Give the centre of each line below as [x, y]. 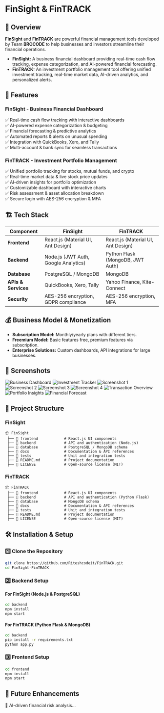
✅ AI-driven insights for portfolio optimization [51, 182]
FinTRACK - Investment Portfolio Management [61, 160]
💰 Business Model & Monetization [58, 320]
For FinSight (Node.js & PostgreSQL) [43, 594]
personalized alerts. [32, 80]
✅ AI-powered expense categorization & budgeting [56, 125]
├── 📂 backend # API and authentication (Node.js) [73, 443]
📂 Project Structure [35, 408]
